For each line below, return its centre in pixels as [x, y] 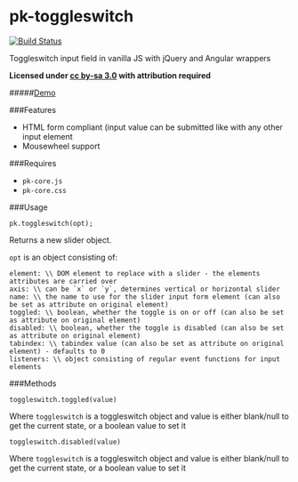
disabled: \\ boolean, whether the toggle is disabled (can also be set [147, 328]
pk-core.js [42, 181]
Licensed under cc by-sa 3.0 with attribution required [110, 75]
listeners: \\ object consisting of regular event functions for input [145, 359]
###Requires [33, 163]
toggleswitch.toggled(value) [63, 399]
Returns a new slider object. [60, 240]
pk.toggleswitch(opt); [51, 223]
